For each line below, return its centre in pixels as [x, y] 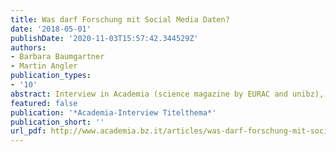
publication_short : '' [57, 122]
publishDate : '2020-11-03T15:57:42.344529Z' [104, 38]
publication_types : [51, 76]
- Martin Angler [44, 66]
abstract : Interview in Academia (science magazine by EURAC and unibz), [167, 94]
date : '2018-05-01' [51, 29]
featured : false [44, 103]
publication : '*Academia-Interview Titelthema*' [113, 112]
